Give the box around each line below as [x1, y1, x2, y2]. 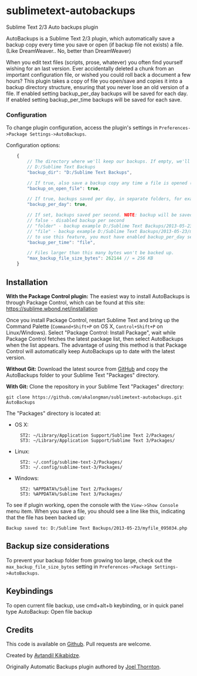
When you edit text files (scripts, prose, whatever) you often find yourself [6, 59, 183, 66]
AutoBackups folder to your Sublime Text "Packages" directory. [6, 371, 159, 378]
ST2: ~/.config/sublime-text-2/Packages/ [20, 459, 123, 465]
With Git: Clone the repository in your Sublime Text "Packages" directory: [6, 383, 185, 390]
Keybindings [6, 586, 54, 596]
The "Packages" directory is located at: [6, 410, 101, 417]
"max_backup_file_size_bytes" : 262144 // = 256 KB [27, 255, 154, 262]
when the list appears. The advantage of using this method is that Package [6, 342, 187, 349]
